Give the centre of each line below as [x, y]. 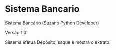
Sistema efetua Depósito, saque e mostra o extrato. [58, 42]
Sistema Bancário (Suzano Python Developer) [52, 23]
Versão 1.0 [16, 32]
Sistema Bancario [42, 9]
